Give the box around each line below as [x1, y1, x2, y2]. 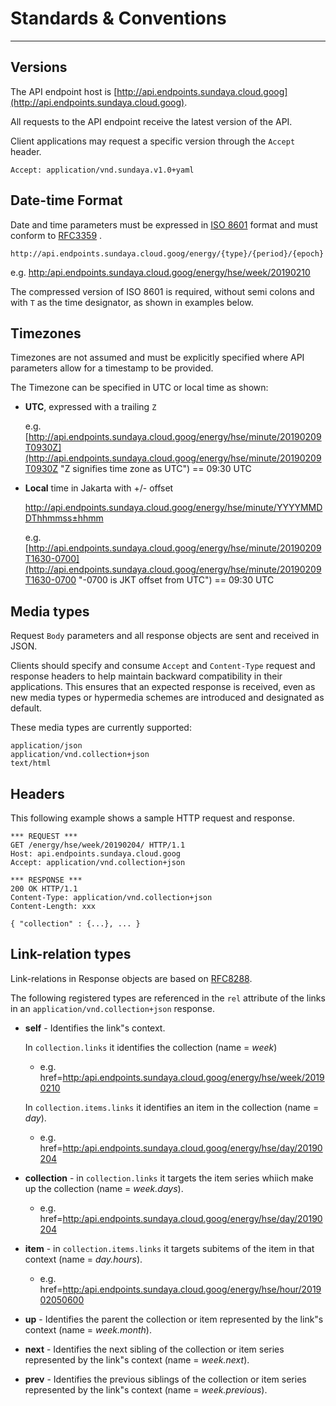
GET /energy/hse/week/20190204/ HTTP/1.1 [10, 840, 186, 850]
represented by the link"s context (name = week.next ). [24, 1353, 250, 1366]
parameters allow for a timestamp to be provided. [10, 362, 214, 374]
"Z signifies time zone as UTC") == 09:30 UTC [60, 463, 252, 475]
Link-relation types [10, 946, 132, 963]
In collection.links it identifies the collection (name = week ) [24, 1041, 278, 1053]
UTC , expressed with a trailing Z [24, 401, 157, 413]
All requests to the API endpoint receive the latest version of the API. [10, 115, 293, 127]
